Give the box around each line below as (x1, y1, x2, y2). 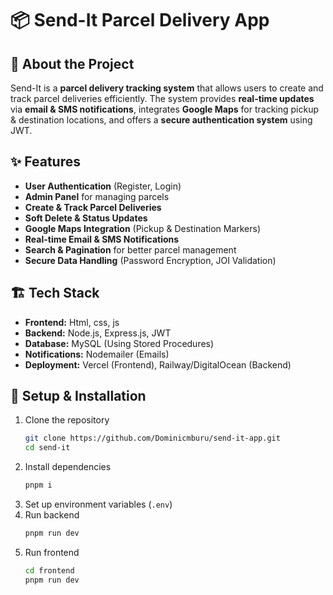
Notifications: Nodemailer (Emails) (24, 348, 170, 360)
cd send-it (24, 443, 71, 453)
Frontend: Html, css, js (24, 316, 120, 328)
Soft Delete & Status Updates (24, 212, 148, 224)
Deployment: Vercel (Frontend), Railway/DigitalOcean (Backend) (24, 358, 292, 371)
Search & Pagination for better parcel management (24, 243, 237, 256)
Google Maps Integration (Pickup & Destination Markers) (24, 222, 262, 234)
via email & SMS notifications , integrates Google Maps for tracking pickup (10, 103, 319, 115)
